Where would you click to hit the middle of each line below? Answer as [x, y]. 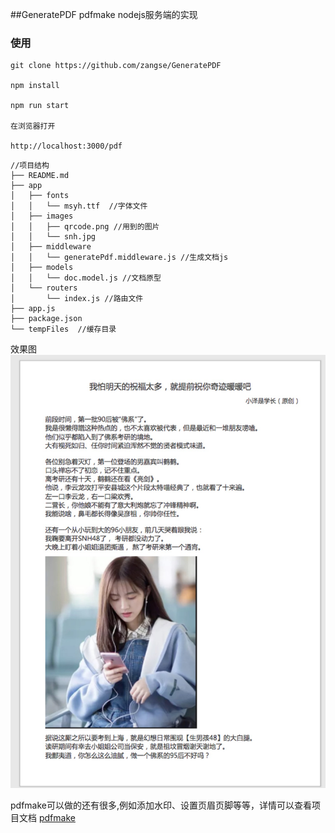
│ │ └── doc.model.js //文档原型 [86, 278]
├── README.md [40, 176]
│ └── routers [44, 288]
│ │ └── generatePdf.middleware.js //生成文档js [119, 258]
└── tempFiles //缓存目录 [63, 329]
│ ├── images [42, 216]
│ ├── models [42, 268]
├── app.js [33, 309]
